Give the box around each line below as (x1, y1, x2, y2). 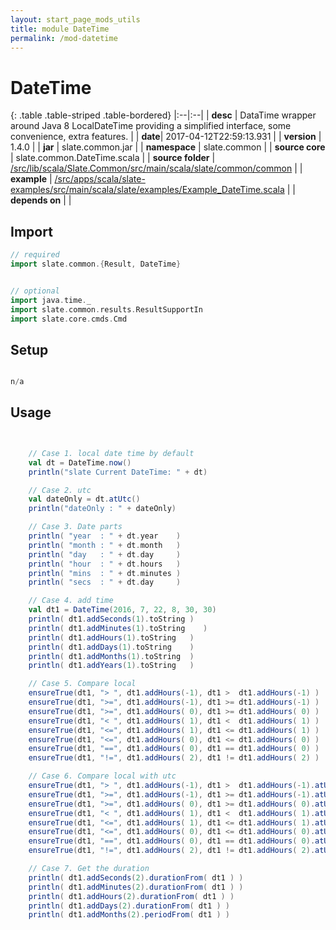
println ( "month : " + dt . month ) (28, 540, 182, 550)
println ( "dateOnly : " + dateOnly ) (28, 504, 177, 514)
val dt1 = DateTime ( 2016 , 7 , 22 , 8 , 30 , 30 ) (28, 605, 217, 615)
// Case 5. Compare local (28, 679, 137, 689)
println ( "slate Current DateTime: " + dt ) (28, 467, 208, 477)
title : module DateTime (10, 24, 110, 34)
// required (10, 250, 60, 260)
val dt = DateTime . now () (28, 457, 132, 468)
